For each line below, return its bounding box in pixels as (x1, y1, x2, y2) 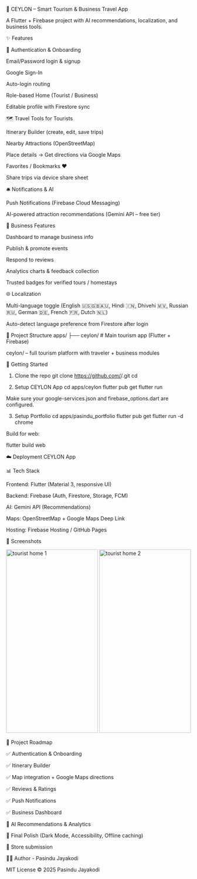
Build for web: (6, 430, 40, 437)
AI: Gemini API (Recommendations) (6, 504, 91, 510)
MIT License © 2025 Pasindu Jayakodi (6, 866, 100, 873)
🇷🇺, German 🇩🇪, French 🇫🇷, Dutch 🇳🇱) (6, 309, 108, 315)
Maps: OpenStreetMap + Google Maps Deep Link (6, 515, 125, 522)
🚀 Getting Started (6, 361, 48, 368)
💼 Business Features (6, 222, 56, 229)
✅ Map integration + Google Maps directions (6, 774, 114, 780)
